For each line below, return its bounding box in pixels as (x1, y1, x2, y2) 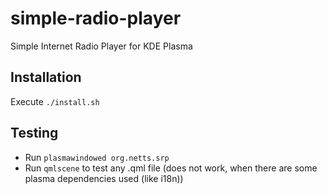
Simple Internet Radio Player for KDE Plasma (10, 40, 193, 52)
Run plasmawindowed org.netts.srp (24, 151, 170, 163)
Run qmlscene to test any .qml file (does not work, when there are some (24, 162, 318, 174)
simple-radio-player (10, 7, 182, 30)
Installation (10, 69, 82, 86)
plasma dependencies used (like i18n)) (24, 172, 184, 184)
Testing (10, 125, 59, 142)
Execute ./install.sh (10, 95, 100, 107)
